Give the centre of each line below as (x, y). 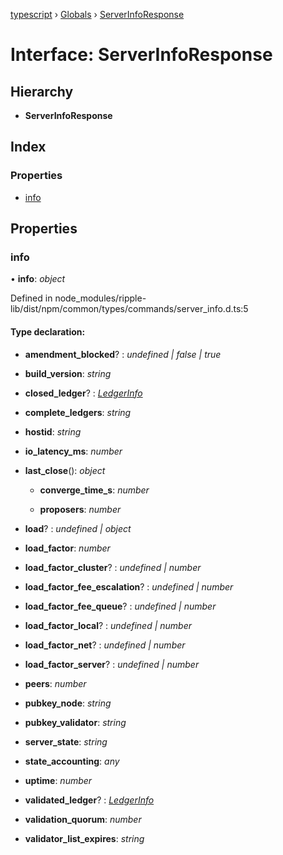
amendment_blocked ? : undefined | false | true (123, 354)
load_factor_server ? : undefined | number (112, 664)
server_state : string (66, 741)
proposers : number (80, 509)
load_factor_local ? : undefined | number (108, 625)
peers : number (55, 683)
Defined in (31, 298)
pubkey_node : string (68, 703)
